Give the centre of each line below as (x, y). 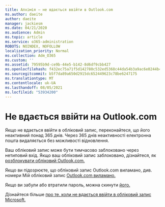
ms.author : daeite (24, 14)
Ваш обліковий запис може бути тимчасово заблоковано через (72, 150)
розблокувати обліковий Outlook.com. (45, 161)
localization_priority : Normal (37, 51)
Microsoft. (15, 200)
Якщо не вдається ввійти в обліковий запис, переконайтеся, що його (78, 130)
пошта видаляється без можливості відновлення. (57, 140)
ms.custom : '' (20, 60)
